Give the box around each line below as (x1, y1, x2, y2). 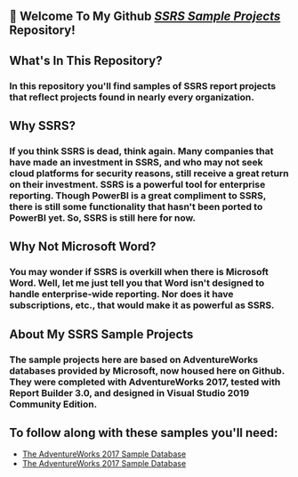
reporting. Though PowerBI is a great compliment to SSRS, (9, 190, 267, 202)
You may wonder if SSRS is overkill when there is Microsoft (9, 266, 270, 279)
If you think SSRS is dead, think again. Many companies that (9, 145, 274, 158)
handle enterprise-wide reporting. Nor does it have (9, 288, 234, 301)
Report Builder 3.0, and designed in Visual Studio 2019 (9, 386, 250, 399)
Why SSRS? (9, 118, 76, 133)
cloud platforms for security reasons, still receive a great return (9, 167, 289, 180)
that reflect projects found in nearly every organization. (9, 91, 255, 103)
